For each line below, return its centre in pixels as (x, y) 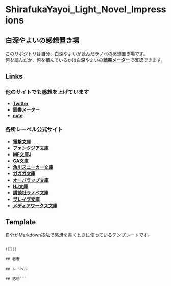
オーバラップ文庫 (31, 180)
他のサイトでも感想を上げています (47, 92)
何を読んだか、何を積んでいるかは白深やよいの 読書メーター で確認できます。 (86, 60)
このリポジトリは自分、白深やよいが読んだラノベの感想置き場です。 (77, 54)
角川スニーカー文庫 (33, 167)
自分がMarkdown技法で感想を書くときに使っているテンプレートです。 (79, 235)
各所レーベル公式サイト (34, 129)
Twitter (20, 103)
